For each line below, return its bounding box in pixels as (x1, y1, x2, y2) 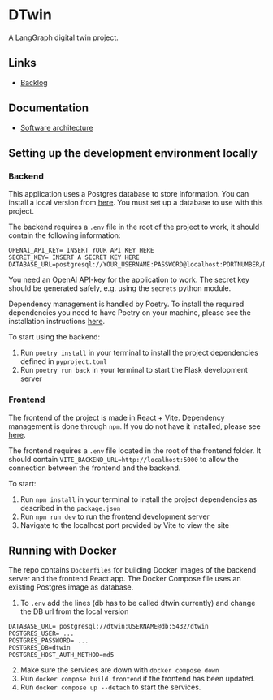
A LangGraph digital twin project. (8, 32, 119, 42)
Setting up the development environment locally (8, 146, 258, 160)
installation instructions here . (8, 317, 106, 326)
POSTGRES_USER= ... (8, 629, 75, 638)
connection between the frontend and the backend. (8, 463, 181, 473)
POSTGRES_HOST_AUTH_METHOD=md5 (8, 651, 115, 659)
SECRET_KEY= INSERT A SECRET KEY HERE (8, 253, 140, 261)
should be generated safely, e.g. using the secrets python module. (8, 283, 232, 293)
